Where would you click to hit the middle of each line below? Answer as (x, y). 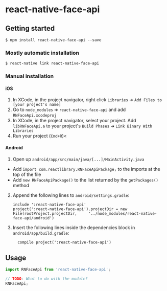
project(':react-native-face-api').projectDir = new (70, 209)
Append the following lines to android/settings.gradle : (71, 195)
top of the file (27, 174)
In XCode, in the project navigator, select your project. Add (74, 121)
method (21, 185)
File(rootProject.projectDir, (45, 213)
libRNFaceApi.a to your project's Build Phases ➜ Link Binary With (82, 126)
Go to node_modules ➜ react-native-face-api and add (69, 110)
